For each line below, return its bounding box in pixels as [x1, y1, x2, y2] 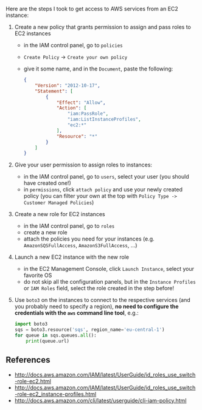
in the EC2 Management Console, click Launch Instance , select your [23, 265, 195, 273]
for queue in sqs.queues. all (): [14, 332, 97, 338]
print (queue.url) [26, 338, 69, 344]
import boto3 [14, 321, 48, 327]
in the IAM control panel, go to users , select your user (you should [23, 173, 189, 180]
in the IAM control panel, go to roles [23, 222, 115, 230]
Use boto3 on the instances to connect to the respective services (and [14, 296, 191, 304]
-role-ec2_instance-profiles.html [14, 390, 97, 397]
